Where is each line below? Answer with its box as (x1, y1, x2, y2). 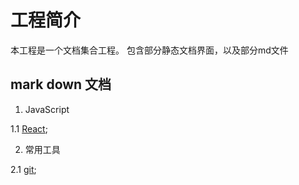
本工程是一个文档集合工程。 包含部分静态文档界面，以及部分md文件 (10, 44, 289, 56)
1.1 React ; (10, 122, 48, 135)
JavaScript (24, 103, 70, 115)
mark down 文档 (10, 76, 112, 93)
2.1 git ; (10, 163, 37, 175)
